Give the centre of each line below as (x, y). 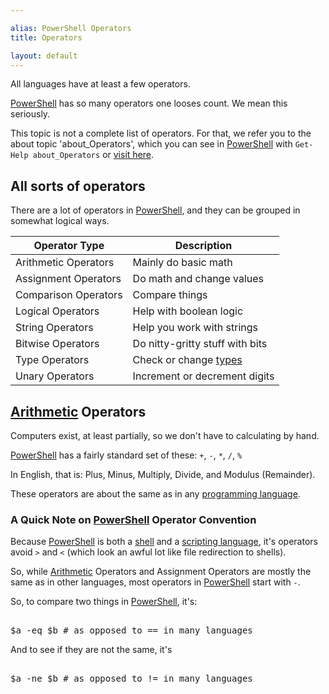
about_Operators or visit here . (93, 155)
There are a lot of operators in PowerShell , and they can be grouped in (155, 210)
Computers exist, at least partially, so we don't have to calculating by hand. (165, 435)
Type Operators (52, 360)
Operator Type (69, 246)
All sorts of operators (78, 186)
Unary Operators (55, 376)
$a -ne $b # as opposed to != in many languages (131, 679)
